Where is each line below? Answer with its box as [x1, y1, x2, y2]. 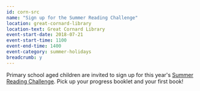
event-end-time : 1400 [6, 43, 62, 49]
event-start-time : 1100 [6, 37, 67, 43]
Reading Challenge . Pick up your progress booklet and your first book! [6, 78, 183, 85]
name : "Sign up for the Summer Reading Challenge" [6, 15, 138, 21]
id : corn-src [6, 9, 40, 15]
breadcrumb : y [6, 54, 43, 60]
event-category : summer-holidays [6, 49, 92, 55]
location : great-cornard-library [6, 20, 92, 26]
